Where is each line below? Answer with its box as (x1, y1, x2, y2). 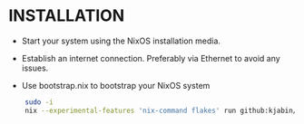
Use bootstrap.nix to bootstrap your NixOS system (21, 80, 211, 91)
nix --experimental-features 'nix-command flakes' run (25, 106, 237, 115)
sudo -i (25, 97, 54, 107)
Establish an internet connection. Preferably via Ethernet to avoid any (21, 52, 280, 63)
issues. (21, 62, 49, 73)
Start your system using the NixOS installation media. (21, 35, 221, 46)
